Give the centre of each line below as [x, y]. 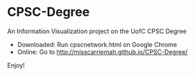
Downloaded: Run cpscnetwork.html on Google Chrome [97, 44]
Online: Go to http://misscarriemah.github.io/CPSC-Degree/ [102, 52]
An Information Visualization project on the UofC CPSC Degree [97, 31]
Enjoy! [16, 65]
